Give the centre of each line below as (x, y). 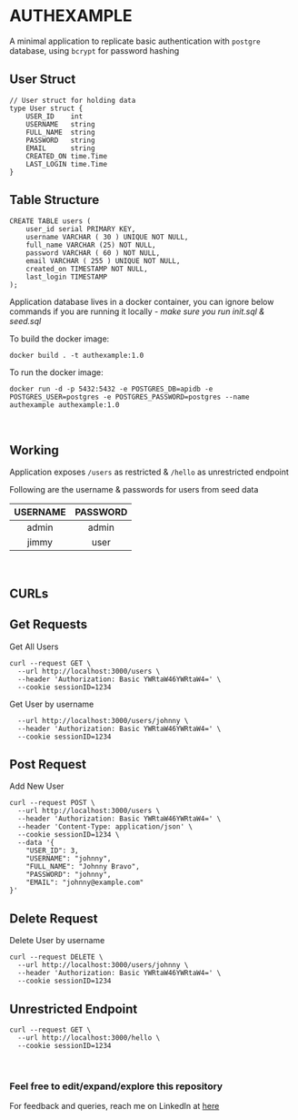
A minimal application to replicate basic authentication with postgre (135, 41)
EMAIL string (60, 148)
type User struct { (46, 108)
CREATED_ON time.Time (66, 156)
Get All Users (34, 647)
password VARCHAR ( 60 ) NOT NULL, (93, 253)
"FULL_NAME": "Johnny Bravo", (83, 867)
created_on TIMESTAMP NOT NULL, (87, 269)
